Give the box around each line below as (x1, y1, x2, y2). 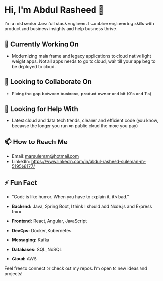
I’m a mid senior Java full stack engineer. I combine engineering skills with (4, 21, 154, 26)
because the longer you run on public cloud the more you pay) (11, 123, 138, 129)
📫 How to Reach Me (4, 138, 68, 146)
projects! (4, 271, 23, 276)
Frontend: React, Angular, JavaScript (11, 218, 87, 224)
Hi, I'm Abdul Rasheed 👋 (4, 4, 104, 16)
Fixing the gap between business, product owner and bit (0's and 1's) (11, 91, 152, 96)
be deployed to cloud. (11, 63, 56, 69)
